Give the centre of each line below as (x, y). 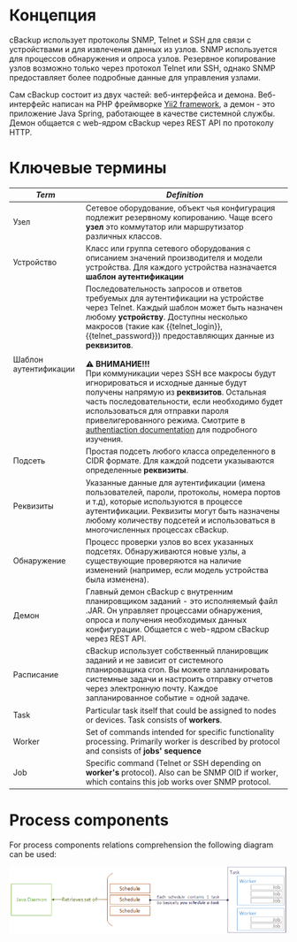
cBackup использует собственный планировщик (177, 651)
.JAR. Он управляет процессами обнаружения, (174, 610)
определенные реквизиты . (137, 471)
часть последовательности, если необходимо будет (184, 402)
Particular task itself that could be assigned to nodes (181, 710)
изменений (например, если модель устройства (177, 570)
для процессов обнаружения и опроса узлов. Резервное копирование (142, 58)
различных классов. (123, 236)
